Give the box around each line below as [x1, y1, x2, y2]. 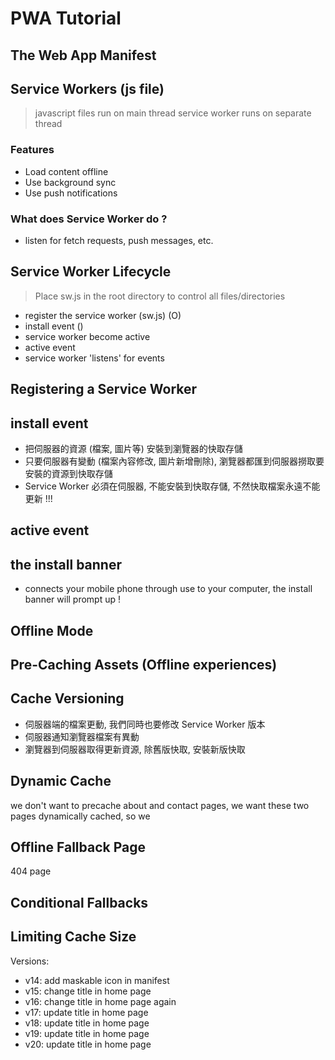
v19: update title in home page [24, 1027, 150, 1039]
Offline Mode [10, 622, 94, 639]
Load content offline [24, 165, 109, 177]
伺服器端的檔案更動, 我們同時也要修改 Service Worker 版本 [24, 718, 266, 730]
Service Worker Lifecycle [10, 263, 172, 281]
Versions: [10, 955, 50, 967]
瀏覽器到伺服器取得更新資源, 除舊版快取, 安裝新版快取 [24, 743, 246, 755]
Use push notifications [24, 187, 118, 199]
